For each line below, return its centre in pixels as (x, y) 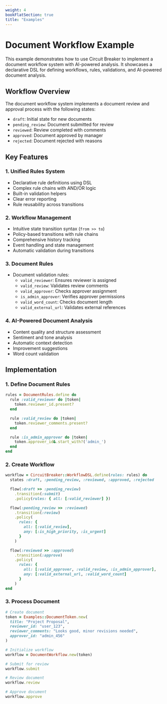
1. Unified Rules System (35, 171)
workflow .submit (22, 669)
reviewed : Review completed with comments (59, 130)
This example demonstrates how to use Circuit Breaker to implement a (79, 59)
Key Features (27, 157)
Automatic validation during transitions (53, 251)
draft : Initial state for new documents (52, 119)
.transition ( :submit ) (37, 494)
